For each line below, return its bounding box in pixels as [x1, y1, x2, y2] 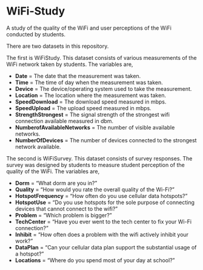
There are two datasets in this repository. [6, 42, 109, 50]
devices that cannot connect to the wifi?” [15, 205, 118, 212]
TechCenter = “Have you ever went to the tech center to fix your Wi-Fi [15, 218, 192, 225]
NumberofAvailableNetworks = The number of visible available [15, 123, 175, 131]
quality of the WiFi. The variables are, [6, 168, 100, 175]
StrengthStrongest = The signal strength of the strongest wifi [15, 111, 170, 118]
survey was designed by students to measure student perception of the [6, 161, 185, 168]
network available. [15, 143, 61, 150]
